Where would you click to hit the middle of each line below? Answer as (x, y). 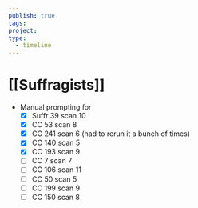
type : (17, 38)
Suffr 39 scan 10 (59, 116)
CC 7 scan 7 (52, 161)
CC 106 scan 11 (57, 170)
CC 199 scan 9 (56, 188)
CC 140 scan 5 (56, 143)
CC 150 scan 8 (55, 197)
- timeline (34, 46)
